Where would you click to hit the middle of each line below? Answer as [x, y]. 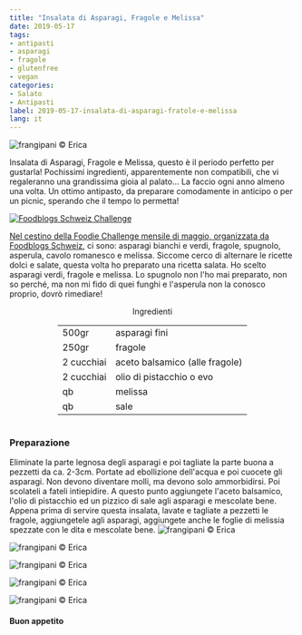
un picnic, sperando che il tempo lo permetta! [94, 201]
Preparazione [40, 443]
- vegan [24, 77]
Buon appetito [37, 621]
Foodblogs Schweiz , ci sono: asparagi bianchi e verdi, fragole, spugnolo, [145, 246]
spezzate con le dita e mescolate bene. [83, 530]
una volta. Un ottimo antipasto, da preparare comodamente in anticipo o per [151, 191]
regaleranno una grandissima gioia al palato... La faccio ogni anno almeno [147, 181]
